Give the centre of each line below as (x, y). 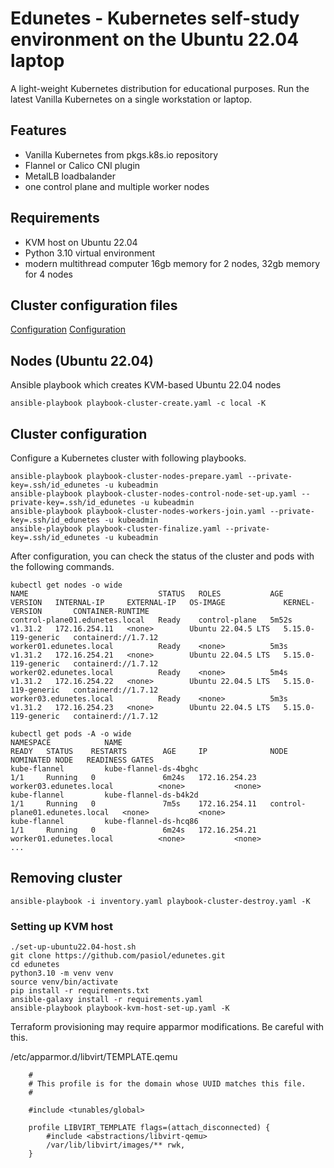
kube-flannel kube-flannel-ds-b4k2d (104, 795)
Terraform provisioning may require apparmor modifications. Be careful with (167, 1027)
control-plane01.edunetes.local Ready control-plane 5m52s (151, 620)
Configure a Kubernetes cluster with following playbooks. (128, 458)
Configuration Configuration (68, 329)
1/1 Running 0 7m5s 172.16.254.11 (133, 804)
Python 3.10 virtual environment (90, 253)
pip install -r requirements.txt (80, 991)
